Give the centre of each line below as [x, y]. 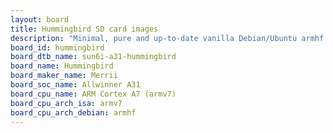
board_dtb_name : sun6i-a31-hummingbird [93, 57]
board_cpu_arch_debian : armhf [73, 112]
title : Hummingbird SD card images [84, 29]
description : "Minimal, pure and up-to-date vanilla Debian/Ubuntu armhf [167, 38]
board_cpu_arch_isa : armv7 [66, 103]
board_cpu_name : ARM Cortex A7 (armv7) [93, 94]
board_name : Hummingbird [62, 66]
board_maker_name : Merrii [64, 76]
